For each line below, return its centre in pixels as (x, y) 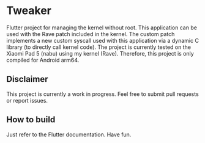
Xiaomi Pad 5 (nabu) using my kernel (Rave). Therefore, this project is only (100, 53)
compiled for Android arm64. (43, 60)
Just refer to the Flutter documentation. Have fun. (69, 134)
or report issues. (27, 100)
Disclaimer (27, 79)
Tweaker (29, 11)
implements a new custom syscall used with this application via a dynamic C (102, 40)
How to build (31, 120)
